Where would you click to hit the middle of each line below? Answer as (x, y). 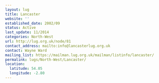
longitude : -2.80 (27, 73)
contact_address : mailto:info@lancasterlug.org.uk (58, 46)
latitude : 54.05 (26, 69)
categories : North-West (29, 37)
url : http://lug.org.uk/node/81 (38, 41)
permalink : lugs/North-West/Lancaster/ (46, 60)
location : (15, 64)
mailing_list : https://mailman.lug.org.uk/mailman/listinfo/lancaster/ (79, 55)
